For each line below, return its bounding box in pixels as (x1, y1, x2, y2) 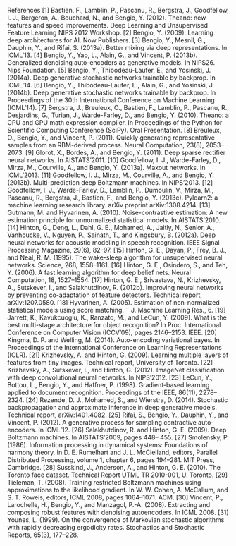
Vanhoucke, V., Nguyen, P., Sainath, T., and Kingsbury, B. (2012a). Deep (7, 231, 216, 239)
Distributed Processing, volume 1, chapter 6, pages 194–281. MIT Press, (7, 456, 215, 464)
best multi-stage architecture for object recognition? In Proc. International (7, 321, 221, 329)
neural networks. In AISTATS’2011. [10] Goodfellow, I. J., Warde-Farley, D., (7, 156, 221, 164)
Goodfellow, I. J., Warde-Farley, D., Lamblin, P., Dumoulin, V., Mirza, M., (7, 186, 214, 194)
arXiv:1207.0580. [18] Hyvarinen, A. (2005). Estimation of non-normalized (7, 298, 220, 306)
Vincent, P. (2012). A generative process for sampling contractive (7, 418, 197, 426)
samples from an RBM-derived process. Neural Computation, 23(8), (7, 141, 204, 149)
